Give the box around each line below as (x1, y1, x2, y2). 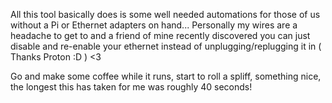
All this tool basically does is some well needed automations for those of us (10, 9, 321, 20)
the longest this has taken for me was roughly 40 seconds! (10, 81, 253, 93)
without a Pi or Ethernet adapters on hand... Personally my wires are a (10, 19, 298, 31)
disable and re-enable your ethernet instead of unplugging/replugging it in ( (10, 40, 322, 52)
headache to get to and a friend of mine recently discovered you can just (10, 30, 311, 41)
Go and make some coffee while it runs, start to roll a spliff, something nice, (10, 70, 322, 82)
